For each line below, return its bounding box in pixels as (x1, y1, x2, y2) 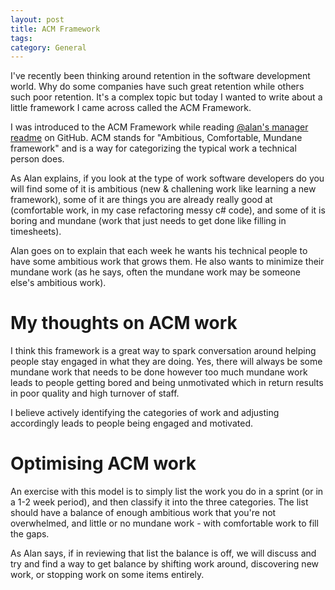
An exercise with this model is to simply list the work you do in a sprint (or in (10, 486, 324, 498)
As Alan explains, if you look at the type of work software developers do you (10, 172, 325, 185)
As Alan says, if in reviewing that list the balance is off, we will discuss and (10, 547, 317, 560)
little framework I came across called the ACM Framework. (10, 102, 252, 114)
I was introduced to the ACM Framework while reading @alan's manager (10, 121, 309, 133)
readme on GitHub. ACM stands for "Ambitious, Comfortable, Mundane (10, 132, 303, 144)
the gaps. (10, 528, 50, 540)
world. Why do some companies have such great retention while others (10, 81, 305, 93)
